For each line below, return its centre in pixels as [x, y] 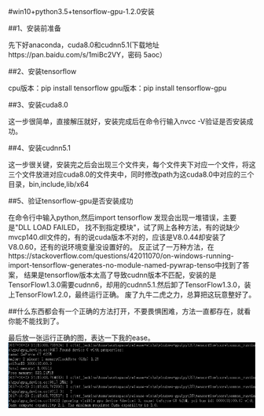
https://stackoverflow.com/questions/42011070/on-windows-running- [121, 256]
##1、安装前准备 [35, 28]
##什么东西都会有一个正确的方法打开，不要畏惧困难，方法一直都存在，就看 [130, 311]
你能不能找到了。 [36, 321]
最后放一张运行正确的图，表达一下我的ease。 [81, 338]
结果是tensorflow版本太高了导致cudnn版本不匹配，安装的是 [120, 275]
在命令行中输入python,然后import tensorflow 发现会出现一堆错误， [115, 217]
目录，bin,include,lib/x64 [49, 184]
